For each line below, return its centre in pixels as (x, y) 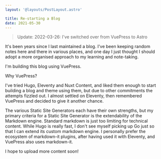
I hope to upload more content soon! (42, 151)
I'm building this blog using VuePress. (43, 66)
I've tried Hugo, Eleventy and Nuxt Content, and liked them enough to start (80, 85)
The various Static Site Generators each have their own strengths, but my (79, 110)
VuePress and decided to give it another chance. (54, 101)
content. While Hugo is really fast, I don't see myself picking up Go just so (80, 126)
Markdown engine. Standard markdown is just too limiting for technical (77, 121)
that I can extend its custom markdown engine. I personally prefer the (75, 132)
